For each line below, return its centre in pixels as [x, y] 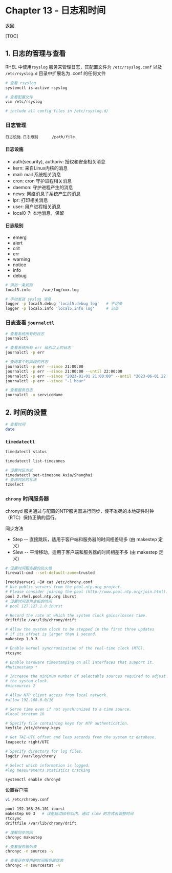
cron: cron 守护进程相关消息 [42, 181]
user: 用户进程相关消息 [37, 207]
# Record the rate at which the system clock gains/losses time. [76, 615]
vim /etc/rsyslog [24, 102]
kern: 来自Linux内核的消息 [40, 168]
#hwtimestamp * [21, 667]
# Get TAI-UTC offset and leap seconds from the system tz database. [81, 737]
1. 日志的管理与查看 [36, 54]
